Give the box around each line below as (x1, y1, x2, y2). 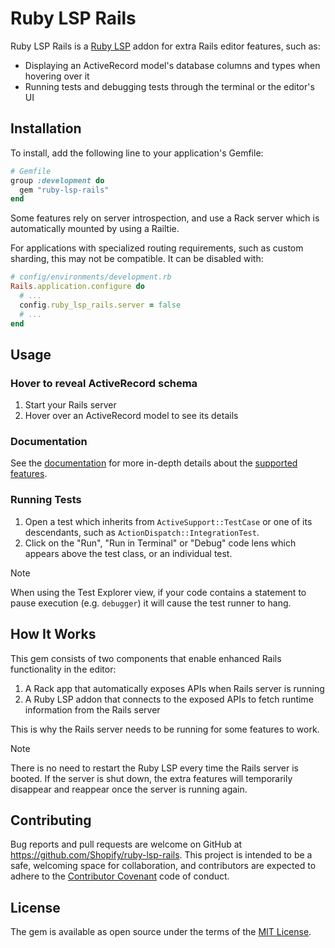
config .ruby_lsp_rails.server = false (19, 300, 182, 310)
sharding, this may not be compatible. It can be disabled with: (10, 253, 264, 265)
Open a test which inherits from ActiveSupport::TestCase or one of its (24, 515, 313, 527)
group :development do (10, 175, 105, 186)
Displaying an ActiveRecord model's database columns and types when (24, 59, 321, 71)
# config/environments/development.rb (10, 272, 172, 282)
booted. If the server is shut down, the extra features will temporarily (10, 772, 293, 784)
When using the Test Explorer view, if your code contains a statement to (10, 586, 307, 598)
